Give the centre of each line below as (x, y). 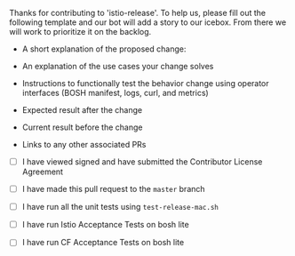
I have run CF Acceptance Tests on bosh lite (103, 243)
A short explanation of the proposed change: (104, 49)
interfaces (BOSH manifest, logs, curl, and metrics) (115, 93)
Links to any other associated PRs (84, 144)
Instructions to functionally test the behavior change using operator (145, 83)
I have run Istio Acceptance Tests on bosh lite (105, 225)
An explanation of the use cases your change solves (118, 66)
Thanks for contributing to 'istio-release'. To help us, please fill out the (138, 13)
